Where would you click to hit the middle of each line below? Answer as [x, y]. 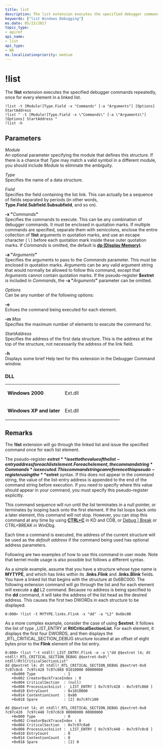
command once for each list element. [42, 450]
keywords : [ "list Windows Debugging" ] [44, 18]
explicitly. [15, 495]
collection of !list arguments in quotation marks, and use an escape [73, 235]
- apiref [14, 32]
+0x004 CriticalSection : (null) [46, 683]
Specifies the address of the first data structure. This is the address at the [79, 339]
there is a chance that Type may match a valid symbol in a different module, [81, 160]
